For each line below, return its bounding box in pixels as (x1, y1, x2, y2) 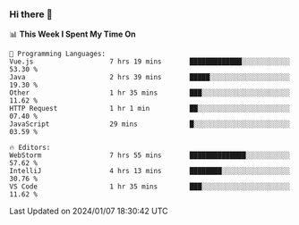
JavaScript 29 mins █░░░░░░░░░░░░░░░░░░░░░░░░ (9, 120, 291, 129)
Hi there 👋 (9, 8, 54, 21)
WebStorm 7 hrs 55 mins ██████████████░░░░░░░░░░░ (9, 151, 291, 160)
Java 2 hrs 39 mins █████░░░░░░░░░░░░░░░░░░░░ (9, 73, 291, 82)
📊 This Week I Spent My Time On (9, 29, 136, 39)
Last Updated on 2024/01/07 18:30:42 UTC (9, 205, 168, 217)
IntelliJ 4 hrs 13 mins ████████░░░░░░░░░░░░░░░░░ (9, 167, 291, 176)
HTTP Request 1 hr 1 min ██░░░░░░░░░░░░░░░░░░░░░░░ (9, 104, 291, 113)
